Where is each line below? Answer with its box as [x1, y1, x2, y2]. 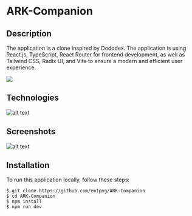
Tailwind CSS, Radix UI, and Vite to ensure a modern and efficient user [6, 58, 183, 64]
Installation [6, 160, 50, 170]
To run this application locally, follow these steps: [6, 176, 129, 183]
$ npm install [6, 198, 43, 204]
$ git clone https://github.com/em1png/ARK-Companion [6, 188, 146, 194]
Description [6, 29, 52, 39]
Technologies [6, 93, 60, 103]
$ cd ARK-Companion [6, 193, 56, 200]
